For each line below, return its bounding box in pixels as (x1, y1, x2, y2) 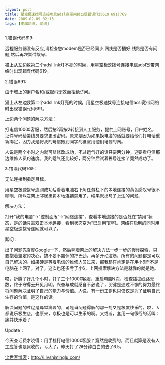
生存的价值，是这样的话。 (5, 294, 57, 300)
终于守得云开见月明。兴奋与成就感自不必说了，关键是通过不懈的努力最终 (13, 282, 160, 288)
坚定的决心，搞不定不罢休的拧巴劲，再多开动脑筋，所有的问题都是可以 (18, 253, 160, 259)
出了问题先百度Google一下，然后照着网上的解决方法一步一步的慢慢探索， (5, 247, 153, 253)
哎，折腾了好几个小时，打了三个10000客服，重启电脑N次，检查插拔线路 (5, 276, 150, 281)
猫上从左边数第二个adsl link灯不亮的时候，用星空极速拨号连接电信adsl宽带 (5, 62, 155, 68)
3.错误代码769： (5, 166, 38, 172)
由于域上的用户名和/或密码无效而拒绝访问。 (5, 89, 93, 95)
